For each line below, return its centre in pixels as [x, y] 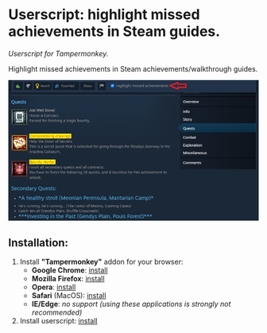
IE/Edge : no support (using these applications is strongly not [131, 304]
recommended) [57, 312]
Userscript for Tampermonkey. [58, 53]
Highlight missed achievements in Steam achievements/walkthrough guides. [133, 68]
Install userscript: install [58, 321]
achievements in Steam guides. [114, 31]
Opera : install [54, 287]
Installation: [39, 243]
